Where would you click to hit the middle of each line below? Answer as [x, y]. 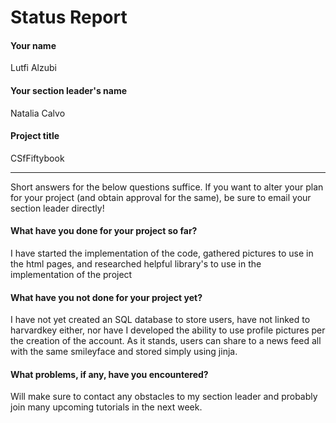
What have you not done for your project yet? [106, 297]
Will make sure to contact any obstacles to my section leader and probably [164, 397]
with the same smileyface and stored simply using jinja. [124, 352]
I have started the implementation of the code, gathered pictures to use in [162, 253]
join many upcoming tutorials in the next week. [106, 407]
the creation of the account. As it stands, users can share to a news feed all [166, 341]
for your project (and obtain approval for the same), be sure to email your [161, 197]
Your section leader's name [68, 90]
